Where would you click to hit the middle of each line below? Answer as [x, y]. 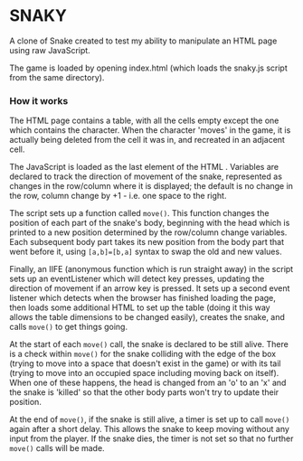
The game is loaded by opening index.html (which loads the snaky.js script [148, 68]
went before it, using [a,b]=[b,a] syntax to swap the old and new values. [146, 252]
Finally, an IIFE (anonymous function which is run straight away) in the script [151, 269]
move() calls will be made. [57, 448]
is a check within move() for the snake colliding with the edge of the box [143, 354]
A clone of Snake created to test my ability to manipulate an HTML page [143, 41]
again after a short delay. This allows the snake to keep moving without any [149, 429]
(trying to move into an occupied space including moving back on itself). [144, 373]
